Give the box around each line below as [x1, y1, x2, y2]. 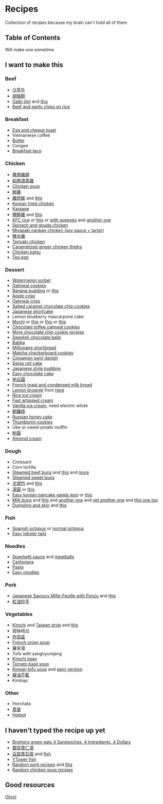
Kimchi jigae [12, 656, 37, 662]
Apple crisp [12, 293, 36, 299]
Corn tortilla [12, 464, 36, 470]
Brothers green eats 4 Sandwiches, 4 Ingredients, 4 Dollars [12, 739, 131, 745]
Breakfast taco [12, 148, 42, 154]
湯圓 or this [12, 486, 35, 492]
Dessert [5, 266, 24, 273]
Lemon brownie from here [12, 387, 65, 393]
